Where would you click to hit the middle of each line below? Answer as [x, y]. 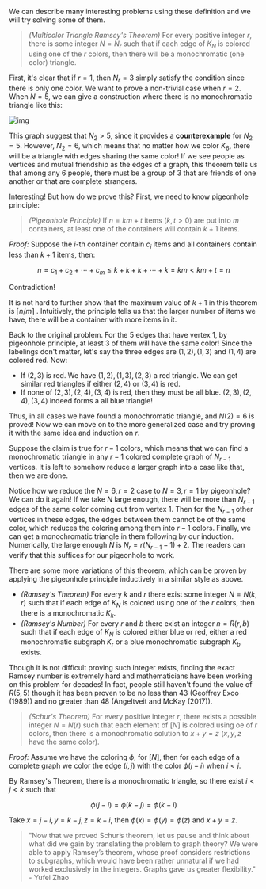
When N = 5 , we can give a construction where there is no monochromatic [131, 96]
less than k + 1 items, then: [52, 254]
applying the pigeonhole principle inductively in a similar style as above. [126, 578]
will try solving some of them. [57, 20]
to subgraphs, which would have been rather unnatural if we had [134, 861]
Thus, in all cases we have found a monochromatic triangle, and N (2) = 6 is [132, 416]
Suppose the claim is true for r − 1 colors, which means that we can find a [129, 448]
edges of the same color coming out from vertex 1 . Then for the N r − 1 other [131, 510]
